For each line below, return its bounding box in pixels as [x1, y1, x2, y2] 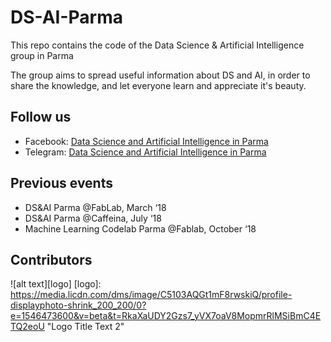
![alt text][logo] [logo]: [10, 278, 102, 290]
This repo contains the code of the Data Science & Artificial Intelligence [10, 39, 305, 51]
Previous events [10, 175, 113, 192]
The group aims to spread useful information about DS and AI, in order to [10, 69, 311, 81]
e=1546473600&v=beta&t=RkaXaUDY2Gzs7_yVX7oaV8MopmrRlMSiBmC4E [10, 310, 322, 322]
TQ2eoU [10, 321, 45, 333]
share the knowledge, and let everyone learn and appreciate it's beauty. [10, 79, 307, 91]
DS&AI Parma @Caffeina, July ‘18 [24, 212, 162, 224]
